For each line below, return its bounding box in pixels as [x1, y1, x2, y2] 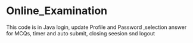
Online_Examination [6, 4, 108, 18]
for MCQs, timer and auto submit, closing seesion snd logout [6, 29, 155, 37]
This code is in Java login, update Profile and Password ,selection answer [6, 24, 187, 31]
